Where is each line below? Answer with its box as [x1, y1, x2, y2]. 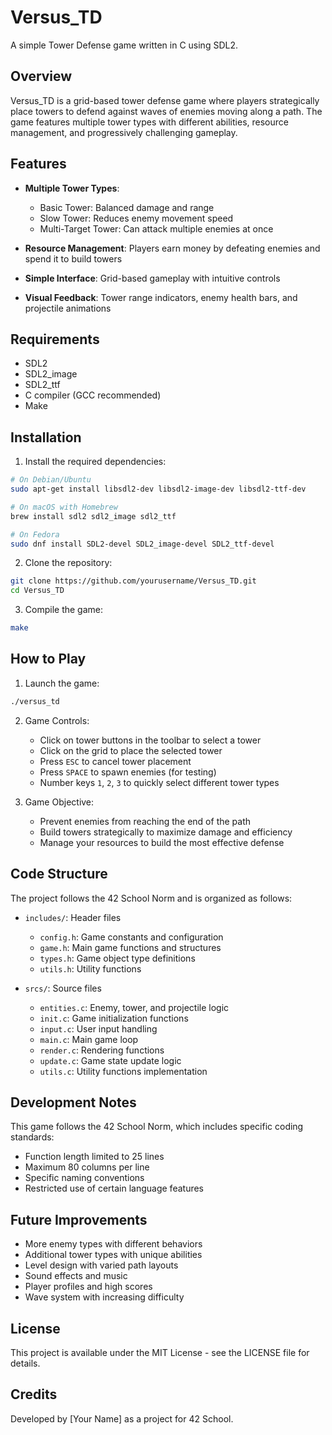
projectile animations [24, 302, 112, 314]
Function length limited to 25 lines [24, 1151, 165, 1163]
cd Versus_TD [10, 586, 65, 596]
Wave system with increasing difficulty [24, 1291, 185, 1303]
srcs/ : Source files [24, 982, 102, 994]
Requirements [10, 331, 100, 348]
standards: [10, 1131, 55, 1143]
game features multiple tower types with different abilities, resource [10, 116, 289, 128]
